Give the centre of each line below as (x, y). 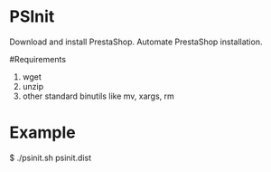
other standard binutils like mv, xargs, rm (98, 96)
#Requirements (37, 59)
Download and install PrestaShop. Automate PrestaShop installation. (136, 42)
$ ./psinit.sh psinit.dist (51, 158)
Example (42, 133)
